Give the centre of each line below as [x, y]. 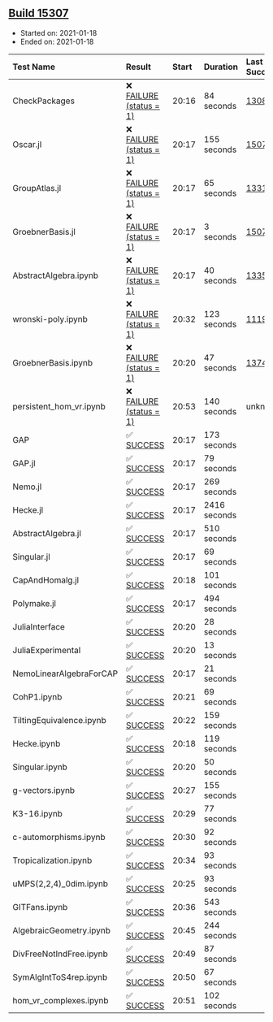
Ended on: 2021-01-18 [57, 41]
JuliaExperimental [47, 650]
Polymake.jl [35, 603]
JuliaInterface [39, 626]
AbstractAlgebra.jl [47, 533]
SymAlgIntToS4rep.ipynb [60, 977]
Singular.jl [31, 556]
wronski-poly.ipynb [50, 318]
